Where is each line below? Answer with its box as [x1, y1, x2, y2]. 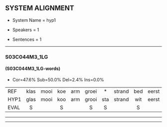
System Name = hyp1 [12, 17, 56, 23]
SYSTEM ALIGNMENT [5, 4, 75, 12]
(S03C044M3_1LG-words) [5, 65, 61, 71]
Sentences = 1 [12, 36, 42, 42]
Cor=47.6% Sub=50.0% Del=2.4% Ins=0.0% [12, 76, 104, 82]
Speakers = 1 [12, 27, 39, 33]
